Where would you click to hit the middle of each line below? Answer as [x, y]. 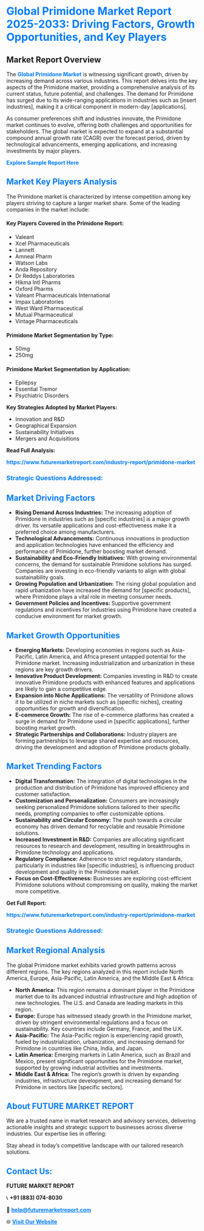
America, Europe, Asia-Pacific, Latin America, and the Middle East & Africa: [100, 978]
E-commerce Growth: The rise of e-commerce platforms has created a [104, 715]
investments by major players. [44, 151]
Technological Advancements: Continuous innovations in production [102, 538]
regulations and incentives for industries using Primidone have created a [106, 610]
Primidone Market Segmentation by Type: [60, 335]
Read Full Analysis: [31, 451]
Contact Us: [29, 1171]
